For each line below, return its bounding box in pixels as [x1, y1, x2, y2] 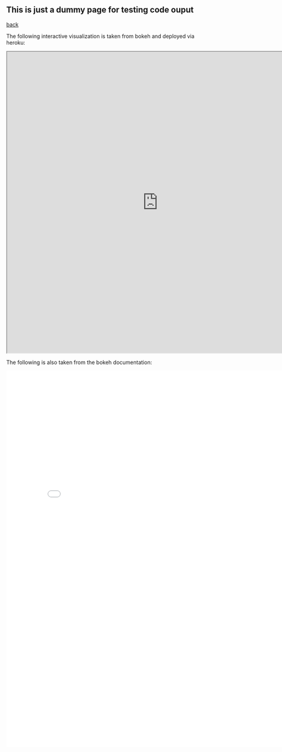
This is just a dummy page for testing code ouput [6, 5, 194, 15]
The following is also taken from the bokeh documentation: [6, 359, 152, 366]
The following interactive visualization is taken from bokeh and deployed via [6, 33, 195, 40]
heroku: [6, 39, 25, 46]
